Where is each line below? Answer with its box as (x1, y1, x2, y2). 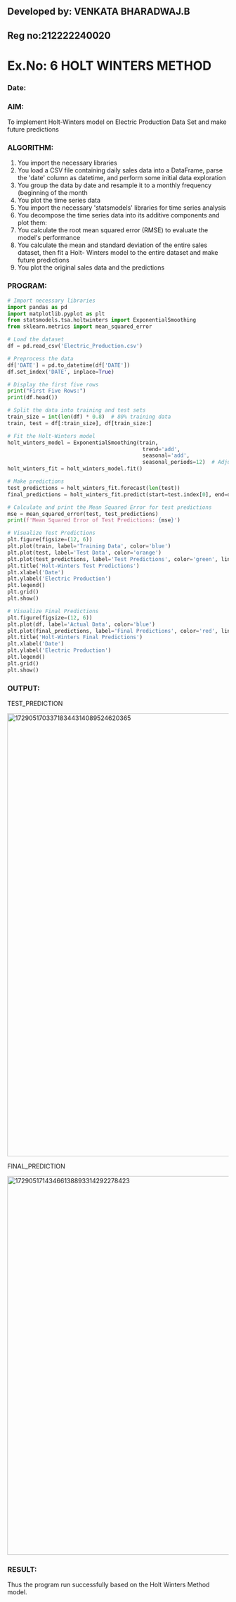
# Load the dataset (7, 336, 65, 343)
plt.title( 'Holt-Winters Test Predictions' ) (7, 562, 140, 569)
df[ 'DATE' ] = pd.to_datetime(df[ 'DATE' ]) (7, 362, 131, 369)
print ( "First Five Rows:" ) (7, 387, 86, 395)
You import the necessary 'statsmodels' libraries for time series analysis (17, 203, 226, 212)
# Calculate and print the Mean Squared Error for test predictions (7, 503, 212, 511)
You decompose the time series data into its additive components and (17, 211, 220, 220)
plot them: (17, 218, 47, 227)
